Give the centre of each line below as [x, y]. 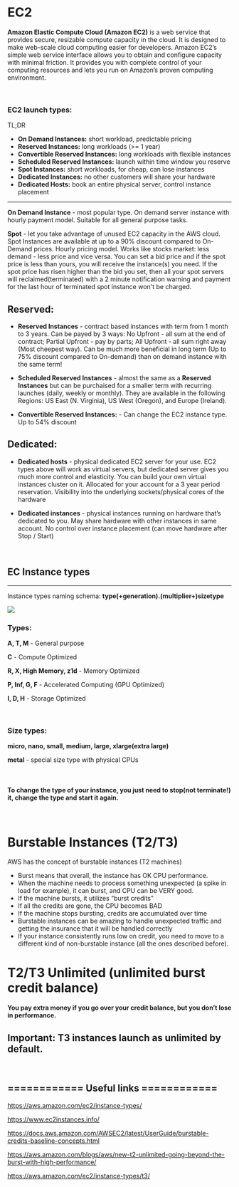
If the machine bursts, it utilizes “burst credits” [86, 899]
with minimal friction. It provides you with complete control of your [105, 62]
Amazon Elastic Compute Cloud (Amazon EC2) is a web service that [109, 32]
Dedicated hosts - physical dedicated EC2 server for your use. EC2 [117, 461]
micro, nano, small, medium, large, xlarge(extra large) [88, 746]
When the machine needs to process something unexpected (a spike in [122, 883]
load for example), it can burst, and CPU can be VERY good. [106, 891]
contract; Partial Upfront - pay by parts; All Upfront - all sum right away [122, 342]
